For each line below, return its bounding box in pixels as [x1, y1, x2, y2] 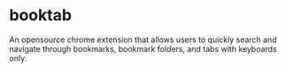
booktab [9, 5, 73, 25]
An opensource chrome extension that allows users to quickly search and [9, 34, 277, 45]
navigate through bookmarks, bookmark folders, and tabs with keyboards [9, 43, 277, 54]
